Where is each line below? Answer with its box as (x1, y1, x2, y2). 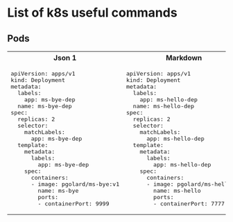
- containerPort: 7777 (153, 200, 225, 207)
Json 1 (53, 53, 77, 62)
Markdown (165, 53, 202, 62)
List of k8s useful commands (7, 5, 178, 21)
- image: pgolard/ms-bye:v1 (31, 180, 120, 188)
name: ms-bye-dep (17, 103, 72, 110)
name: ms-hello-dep (132, 103, 194, 110)
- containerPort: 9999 (37, 200, 110, 207)
